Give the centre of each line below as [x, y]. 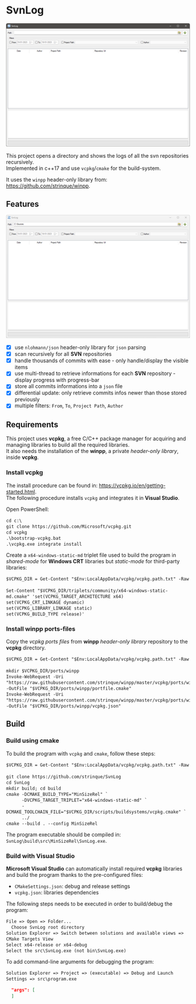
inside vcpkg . [22, 457]
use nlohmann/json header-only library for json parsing [80, 348]
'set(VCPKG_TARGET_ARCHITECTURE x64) [78, 596]
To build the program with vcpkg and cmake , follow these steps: [81, 753]
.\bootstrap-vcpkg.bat [34, 538]
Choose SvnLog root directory [48, 927]
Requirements [32, 425]
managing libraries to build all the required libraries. [68, 445]
